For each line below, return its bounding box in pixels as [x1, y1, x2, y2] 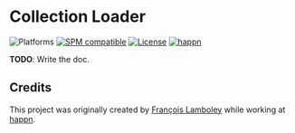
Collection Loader [9, 6, 147, 27]
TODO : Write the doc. [9, 53, 90, 64]
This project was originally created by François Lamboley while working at [9, 104, 286, 115]
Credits [9, 80, 52, 96]
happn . [9, 113, 36, 124]
